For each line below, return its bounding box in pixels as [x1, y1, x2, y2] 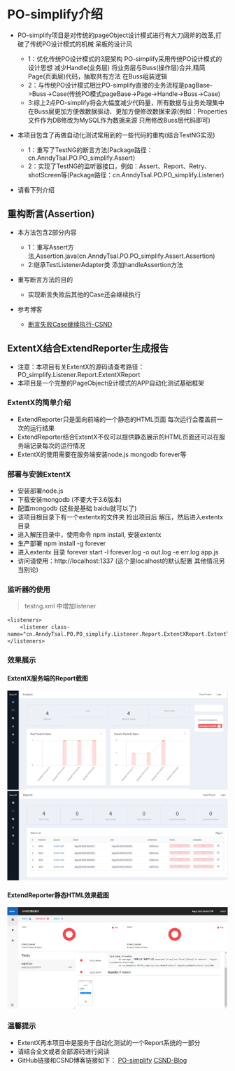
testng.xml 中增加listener [24, 602, 97, 610]
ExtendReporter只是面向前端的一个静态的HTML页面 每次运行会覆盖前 [17, 415, 217, 423]
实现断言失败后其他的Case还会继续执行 [27, 290, 141, 299]
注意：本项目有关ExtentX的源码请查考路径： [17, 362, 145, 371]
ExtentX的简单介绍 [7, 397, 71, 407]
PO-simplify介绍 [7, 6, 104, 22]
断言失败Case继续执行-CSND [27, 320, 113, 328]
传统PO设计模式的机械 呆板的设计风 [29, 39, 133, 48]
